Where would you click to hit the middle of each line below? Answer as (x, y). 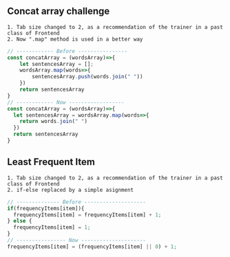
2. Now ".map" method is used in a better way (75, 39)
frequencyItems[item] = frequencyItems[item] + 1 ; (87, 215)
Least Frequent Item (51, 162)
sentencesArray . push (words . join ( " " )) (87, 77)
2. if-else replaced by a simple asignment (71, 190)
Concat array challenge (59, 11)
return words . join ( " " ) (54, 122)
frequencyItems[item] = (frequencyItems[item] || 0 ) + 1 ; (92, 247)
